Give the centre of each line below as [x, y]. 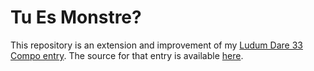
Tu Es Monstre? [76, 17]
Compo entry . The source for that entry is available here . [127, 55]
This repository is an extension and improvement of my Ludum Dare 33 [156, 45]
